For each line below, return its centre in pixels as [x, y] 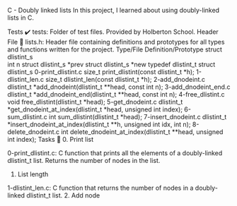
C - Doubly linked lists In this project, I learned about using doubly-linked [114, 10]
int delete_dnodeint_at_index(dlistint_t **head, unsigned [142, 132]
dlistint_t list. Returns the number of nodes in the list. [84, 160]
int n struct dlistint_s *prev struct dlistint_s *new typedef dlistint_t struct [111, 64]
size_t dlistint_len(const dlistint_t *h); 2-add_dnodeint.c [125, 79]
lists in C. [21, 18]
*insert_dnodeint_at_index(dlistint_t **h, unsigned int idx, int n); [99, 124]
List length [33, 174]
